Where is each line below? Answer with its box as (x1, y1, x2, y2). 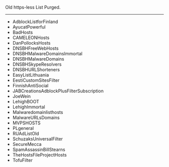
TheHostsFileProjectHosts (12, 152, 67, 157)
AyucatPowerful (12, 24, 46, 30)
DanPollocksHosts (12, 40, 51, 46)
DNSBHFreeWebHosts (12, 45, 59, 51)
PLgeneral (12, 125, 34, 131)
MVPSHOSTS (12, 120, 41, 126)
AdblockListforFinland (12, 19, 58, 25)
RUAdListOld (12, 130, 39, 136)
